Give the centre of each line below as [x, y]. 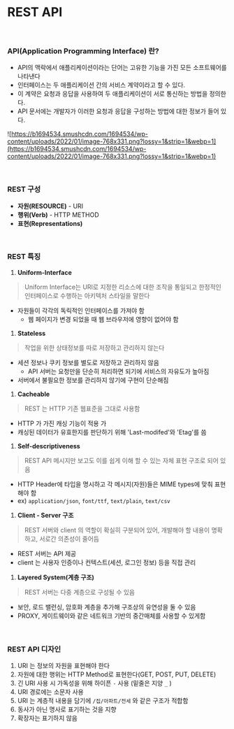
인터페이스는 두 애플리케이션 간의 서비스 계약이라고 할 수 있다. [101, 85]
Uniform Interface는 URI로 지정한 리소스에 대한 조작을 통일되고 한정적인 [123, 287]
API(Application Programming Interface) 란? [83, 51]
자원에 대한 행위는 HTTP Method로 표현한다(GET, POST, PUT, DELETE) [117, 674]
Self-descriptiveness [49, 446]
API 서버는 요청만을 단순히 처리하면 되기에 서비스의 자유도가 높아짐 [118, 371]
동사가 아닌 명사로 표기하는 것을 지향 [67, 709]
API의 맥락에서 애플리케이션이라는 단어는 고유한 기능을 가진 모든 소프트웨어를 [122, 68]
